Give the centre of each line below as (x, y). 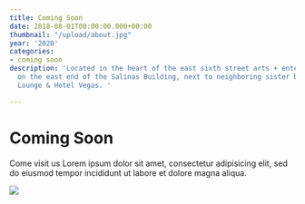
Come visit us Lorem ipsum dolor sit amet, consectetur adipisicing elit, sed (149, 163)
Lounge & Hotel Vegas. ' (64, 85)
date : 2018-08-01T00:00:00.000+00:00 (81, 26)
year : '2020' (34, 43)
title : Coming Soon (46, 18)
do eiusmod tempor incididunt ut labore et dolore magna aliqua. (128, 172)
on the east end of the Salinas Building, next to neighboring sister (154, 77)
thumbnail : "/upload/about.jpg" (70, 34)
